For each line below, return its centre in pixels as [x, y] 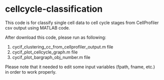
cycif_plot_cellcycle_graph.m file [45, 52]
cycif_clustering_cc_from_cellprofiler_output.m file [63, 47]
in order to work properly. [31, 72]
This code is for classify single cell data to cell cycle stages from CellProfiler [82, 23]
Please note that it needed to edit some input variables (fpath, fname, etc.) [80, 67]
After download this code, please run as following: [56, 37]
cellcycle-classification [54, 9]
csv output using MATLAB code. [37, 27]
